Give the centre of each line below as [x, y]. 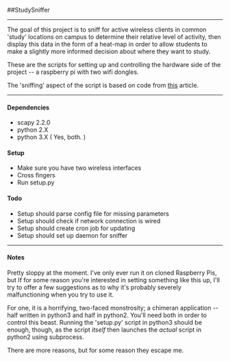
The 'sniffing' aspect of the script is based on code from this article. [103, 85]
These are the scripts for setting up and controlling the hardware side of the [114, 65]
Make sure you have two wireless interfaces [79, 168]
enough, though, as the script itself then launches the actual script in [104, 329]
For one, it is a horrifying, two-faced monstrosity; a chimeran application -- [113, 308]
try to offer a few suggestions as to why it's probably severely [94, 287]
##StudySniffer [28, 10]
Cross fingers [36, 175]
